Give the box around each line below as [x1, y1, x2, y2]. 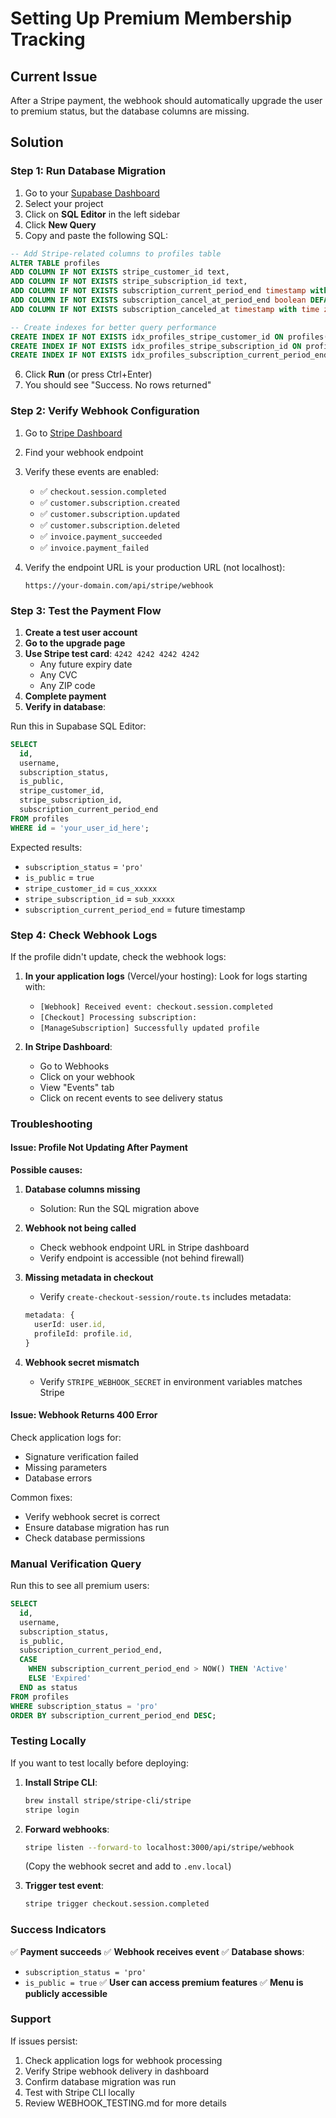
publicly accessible [24, 1987, 108, 1999]
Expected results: [10, 841, 83, 853]
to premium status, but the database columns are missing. [10, 105, 250, 117]
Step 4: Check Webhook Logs [10, 928, 158, 942]
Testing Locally [10, 1734, 87, 1748]
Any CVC [39, 668, 78, 681]
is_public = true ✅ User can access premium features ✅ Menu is [24, 1976, 304, 1988]
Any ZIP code [39, 679, 96, 691]
